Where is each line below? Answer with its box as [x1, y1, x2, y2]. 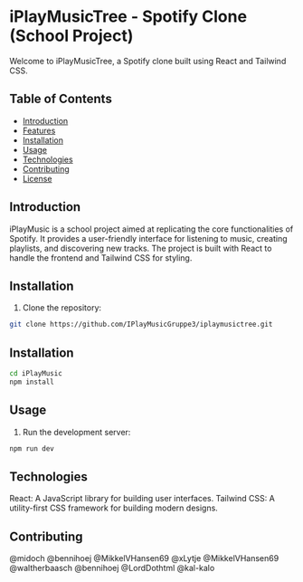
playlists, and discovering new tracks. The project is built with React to [9, 243, 272, 253]
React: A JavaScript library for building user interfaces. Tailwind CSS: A [9, 493, 276, 504]
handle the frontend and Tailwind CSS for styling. [9, 252, 193, 263]
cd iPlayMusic [9, 369, 63, 378]
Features [22, 125, 56, 136]
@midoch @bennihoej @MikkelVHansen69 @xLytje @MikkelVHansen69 [9, 553, 279, 564]
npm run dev [9, 444, 54, 453]
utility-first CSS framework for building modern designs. [9, 502, 219, 513]
